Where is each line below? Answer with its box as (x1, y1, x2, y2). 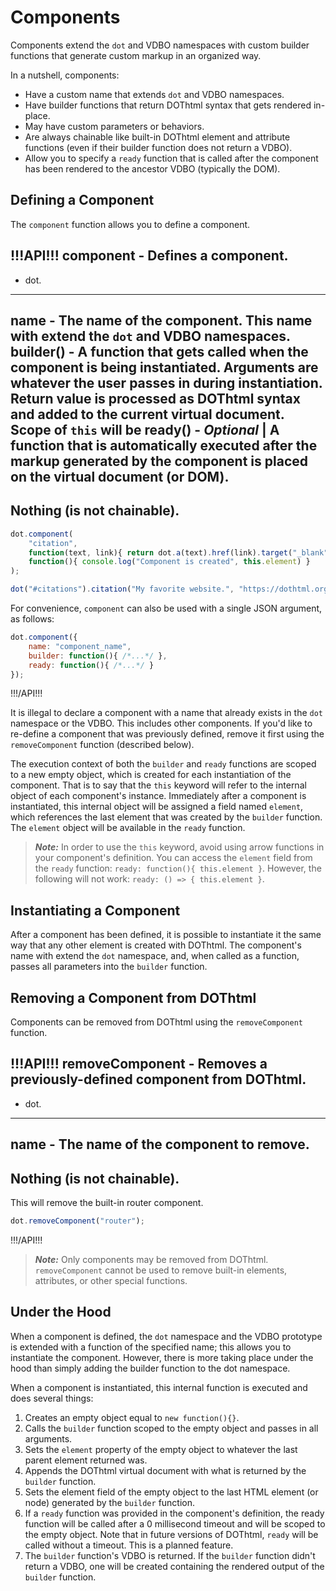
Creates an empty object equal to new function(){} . (24, 1411, 240, 1423)
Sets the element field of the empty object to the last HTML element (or (24, 1486, 319, 1498)
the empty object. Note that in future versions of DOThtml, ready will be (24, 1528, 319, 1540)
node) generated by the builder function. (24, 1496, 196, 1508)
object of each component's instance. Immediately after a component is (10, 790, 307, 802)
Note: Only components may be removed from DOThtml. (34, 1253, 269, 1265)
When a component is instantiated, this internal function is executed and (10, 1381, 308, 1393)
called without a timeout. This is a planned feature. (24, 1539, 234, 1551)
